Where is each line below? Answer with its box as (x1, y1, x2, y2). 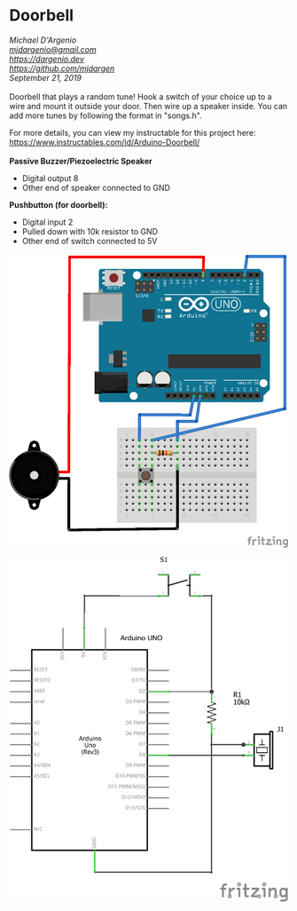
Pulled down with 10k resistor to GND (21, 226, 158, 236)
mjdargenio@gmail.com (9, 44, 98, 54)
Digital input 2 (21, 217, 74, 227)
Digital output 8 (21, 172, 79, 183)
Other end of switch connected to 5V (21, 235, 158, 246)
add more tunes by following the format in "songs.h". (9, 110, 202, 121)
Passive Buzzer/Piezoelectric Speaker (9, 155, 152, 166)
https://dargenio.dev (9, 53, 84, 64)
